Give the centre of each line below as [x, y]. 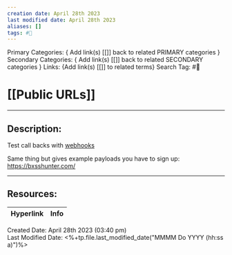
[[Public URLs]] [51, 95]
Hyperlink [27, 213]
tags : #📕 [20, 33]
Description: [35, 129]
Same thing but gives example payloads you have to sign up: [94, 159]
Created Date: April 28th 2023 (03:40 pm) [67, 230]
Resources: [32, 194]
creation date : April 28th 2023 [54, 13]
